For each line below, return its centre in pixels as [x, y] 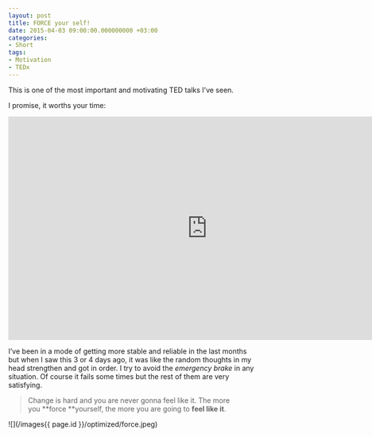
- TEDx [19, 68]
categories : [28, 38]
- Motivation [30, 60]
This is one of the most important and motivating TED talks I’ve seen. [121, 90]
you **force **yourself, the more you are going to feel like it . [127, 408]
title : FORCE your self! [49, 23]
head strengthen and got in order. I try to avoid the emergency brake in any [131, 368]
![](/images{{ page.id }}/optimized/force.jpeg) [83, 424]
